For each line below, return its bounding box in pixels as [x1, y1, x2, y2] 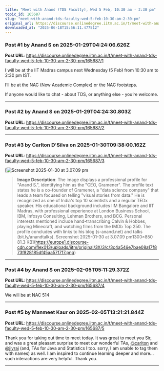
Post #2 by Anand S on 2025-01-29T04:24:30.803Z [5, 108, 131, 115]
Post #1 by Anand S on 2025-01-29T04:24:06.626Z [5, 42, 130, 48]
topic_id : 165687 [5, 12, 41, 17]
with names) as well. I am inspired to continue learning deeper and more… [5, 350, 154, 356]
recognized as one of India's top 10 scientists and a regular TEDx [17, 198, 148, 204]
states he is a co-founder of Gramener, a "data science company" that [17, 187, 159, 193]
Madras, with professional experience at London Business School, [17, 208, 150, 214]
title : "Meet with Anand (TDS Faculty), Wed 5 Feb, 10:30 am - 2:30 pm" [5, 7, 156, 12]
